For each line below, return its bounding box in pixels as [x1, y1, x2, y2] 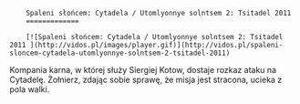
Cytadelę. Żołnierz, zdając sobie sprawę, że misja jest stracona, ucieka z [9, 74, 283, 85]
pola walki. [9, 84, 50, 95]
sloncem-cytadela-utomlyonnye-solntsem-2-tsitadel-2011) [9, 48, 231, 57]
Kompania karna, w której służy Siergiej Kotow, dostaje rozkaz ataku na [9, 65, 276, 75]
